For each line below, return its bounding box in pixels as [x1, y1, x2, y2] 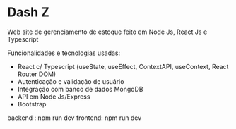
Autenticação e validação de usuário [17, 77, 124, 85]
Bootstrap [17, 99, 47, 108]
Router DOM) [17, 70, 57, 78]
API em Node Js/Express [17, 92, 90, 101]
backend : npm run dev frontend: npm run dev [7, 113, 142, 122]
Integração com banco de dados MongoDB [17, 85, 143, 93]
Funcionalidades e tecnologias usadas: [7, 49, 121, 57]
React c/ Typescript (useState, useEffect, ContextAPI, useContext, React [17, 62, 229, 70]
